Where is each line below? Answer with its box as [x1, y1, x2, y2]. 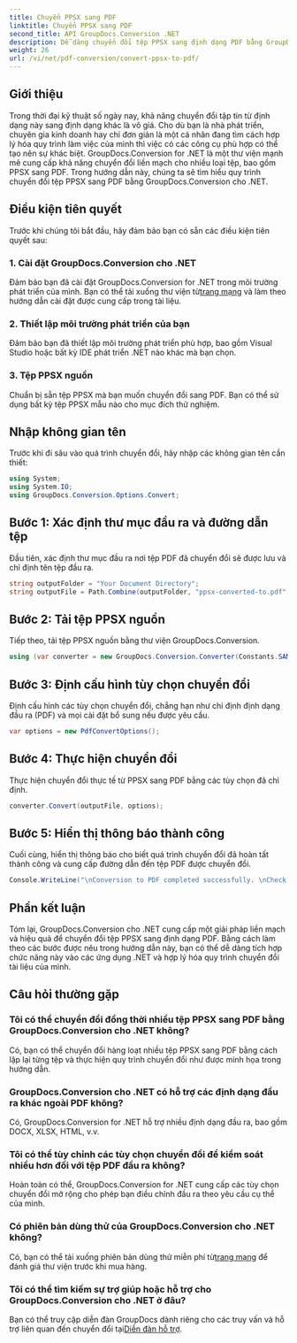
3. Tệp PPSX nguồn [9, 369, 94, 381]
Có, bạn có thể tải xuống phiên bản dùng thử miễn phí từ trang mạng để [9, 1251, 268, 1262]
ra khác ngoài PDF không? [9, 1096, 124, 1109]
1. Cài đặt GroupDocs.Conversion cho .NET [9, 257, 197, 269]
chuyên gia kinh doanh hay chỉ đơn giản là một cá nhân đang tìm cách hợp [9, 129, 280, 140]
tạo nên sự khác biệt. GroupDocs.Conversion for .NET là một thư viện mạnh [9, 148, 284, 158]
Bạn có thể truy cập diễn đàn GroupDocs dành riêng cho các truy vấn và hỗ [9, 1314, 285, 1324]
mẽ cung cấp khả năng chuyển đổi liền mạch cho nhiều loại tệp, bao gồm [9, 157, 277, 168]
